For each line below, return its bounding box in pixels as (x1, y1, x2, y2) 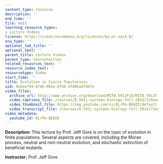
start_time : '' (5, 75, 36, 80)
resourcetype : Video (5, 71, 47, 75)
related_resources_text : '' (5, 61, 62, 66)
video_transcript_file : (9, 107, 57, 112)
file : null (5, 20, 27, 26)
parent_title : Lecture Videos (5, 52, 66, 57)
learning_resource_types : (5, 25, 57, 30)
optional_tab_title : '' (5, 43, 53, 48)
